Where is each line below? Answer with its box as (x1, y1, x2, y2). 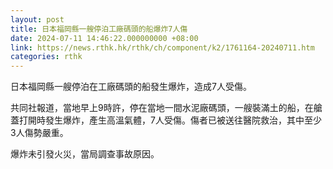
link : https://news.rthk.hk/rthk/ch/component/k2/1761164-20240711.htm (10, 42, 315, 53)
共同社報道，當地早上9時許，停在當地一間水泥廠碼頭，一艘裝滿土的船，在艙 (10, 102, 323, 114)
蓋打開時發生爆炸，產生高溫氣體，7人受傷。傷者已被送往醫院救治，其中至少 (10, 114, 322, 126)
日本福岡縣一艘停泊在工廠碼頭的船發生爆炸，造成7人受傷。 (10, 81, 252, 93)
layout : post (10, 14, 65, 25)
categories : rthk (10, 52, 83, 62)
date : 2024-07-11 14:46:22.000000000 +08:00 (10, 33, 199, 43)
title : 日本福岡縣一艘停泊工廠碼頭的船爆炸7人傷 (10, 24, 188, 34)
